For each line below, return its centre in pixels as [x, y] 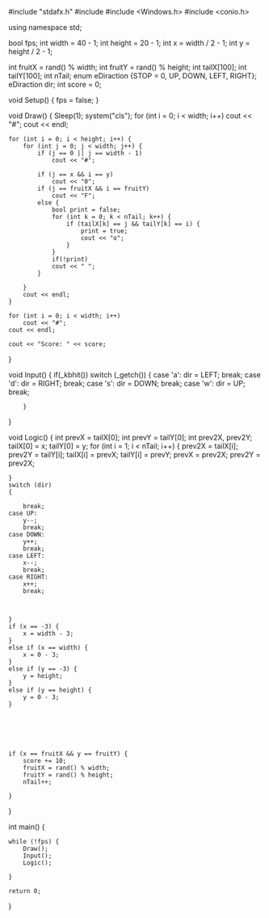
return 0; [25, 891]
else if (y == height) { [50, 690]
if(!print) [70, 259]
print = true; [104, 231]
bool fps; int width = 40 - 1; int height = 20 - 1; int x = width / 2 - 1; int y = [129, 43]
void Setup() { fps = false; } [54, 100]
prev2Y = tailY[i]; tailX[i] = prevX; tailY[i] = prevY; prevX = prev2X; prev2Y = [134, 455]
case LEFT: [27, 556]
